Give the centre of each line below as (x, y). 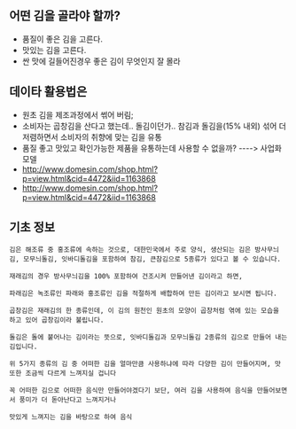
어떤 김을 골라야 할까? (65, 16)
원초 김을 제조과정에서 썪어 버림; (78, 114)
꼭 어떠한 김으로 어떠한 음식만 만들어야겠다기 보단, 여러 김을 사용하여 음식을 (131, 391)
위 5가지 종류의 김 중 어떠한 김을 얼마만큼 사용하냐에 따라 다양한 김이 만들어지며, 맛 (145, 364)
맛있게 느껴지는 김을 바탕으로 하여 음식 (71, 417)
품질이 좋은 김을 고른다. (62, 39)
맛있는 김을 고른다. (54, 50)
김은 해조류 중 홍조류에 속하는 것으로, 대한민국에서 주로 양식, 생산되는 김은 (130, 250)
